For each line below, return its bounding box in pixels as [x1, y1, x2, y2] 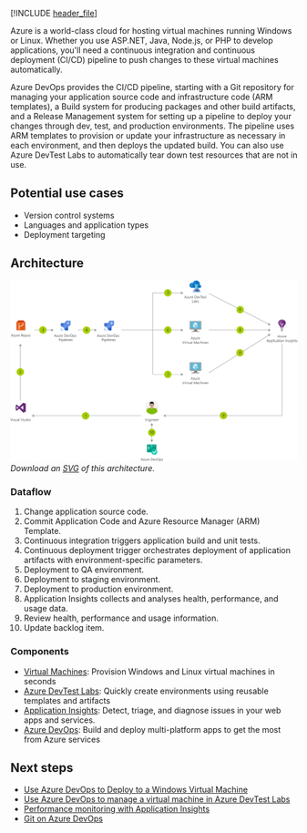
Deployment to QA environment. [23, 564, 145, 575]
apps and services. [23, 715, 96, 725]
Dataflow [10, 485, 52, 498]
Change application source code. [23, 506, 148, 518]
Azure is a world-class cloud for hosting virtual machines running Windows [10, 26, 292, 36]
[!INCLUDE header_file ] [10, 8, 98, 18]
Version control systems [23, 210, 115, 221]
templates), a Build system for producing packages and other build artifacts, [10, 101, 296, 112]
